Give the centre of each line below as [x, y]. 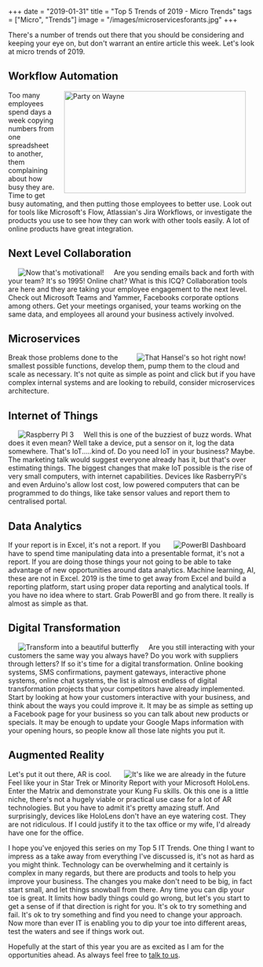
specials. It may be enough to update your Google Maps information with [126, 722]
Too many [24, 95]
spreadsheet [29, 145]
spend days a [30, 112]
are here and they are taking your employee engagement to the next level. [128, 289]
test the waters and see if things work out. [77, 931]
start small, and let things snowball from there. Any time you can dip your [126, 889]
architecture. [29, 391]
